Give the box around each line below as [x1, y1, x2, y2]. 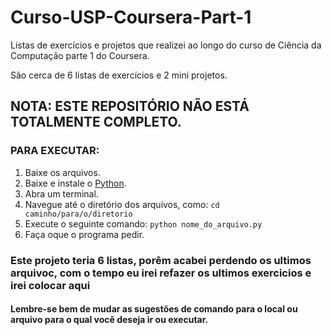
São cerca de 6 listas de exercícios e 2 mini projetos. [10, 69, 228, 81]
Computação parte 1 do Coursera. [10, 49, 150, 61]
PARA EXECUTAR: [10, 144, 100, 158]
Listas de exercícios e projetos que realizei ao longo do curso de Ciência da [10, 39, 322, 51]
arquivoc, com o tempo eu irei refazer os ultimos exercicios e [10, 266, 312, 280]
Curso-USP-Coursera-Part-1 [10, 6, 252, 29]
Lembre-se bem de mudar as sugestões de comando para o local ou [10, 303, 298, 315]
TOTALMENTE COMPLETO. [10, 114, 182, 131]
